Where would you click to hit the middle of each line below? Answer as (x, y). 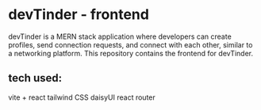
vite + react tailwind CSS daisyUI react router (82, 97)
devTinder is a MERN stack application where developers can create (120, 36)
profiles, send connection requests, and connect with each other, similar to (130, 44)
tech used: (35, 78)
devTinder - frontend (79, 15)
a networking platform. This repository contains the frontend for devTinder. (131, 53)
